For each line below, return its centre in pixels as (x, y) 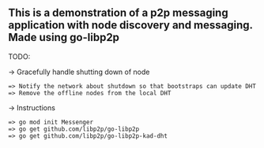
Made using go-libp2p (64, 37)
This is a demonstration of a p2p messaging (118, 13)
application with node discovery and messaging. (130, 26)
